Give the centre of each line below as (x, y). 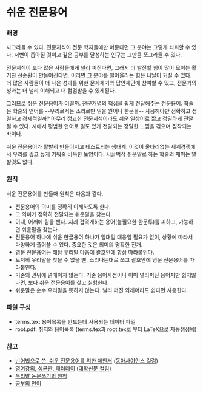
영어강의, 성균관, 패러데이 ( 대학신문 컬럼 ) (63, 369)
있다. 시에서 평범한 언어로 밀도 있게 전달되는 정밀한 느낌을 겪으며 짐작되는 (105, 126)
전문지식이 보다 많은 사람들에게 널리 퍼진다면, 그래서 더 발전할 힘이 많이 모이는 (98, 68)
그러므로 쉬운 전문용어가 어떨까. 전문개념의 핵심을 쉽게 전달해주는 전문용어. (95, 103)
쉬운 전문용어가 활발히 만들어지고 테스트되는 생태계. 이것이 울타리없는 (88, 147)
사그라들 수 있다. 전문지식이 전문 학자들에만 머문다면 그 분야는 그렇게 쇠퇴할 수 (98, 47)
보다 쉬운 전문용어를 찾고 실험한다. (68, 282)
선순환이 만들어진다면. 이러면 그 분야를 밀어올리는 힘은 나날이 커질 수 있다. (105, 75)
